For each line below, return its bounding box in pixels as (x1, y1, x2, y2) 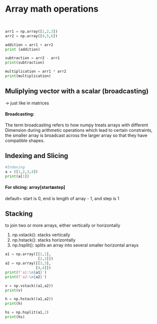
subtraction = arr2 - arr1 (5, 56, 60, 61)
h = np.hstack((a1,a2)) (5, 297, 54, 302)
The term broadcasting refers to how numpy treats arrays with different (5, 122, 148, 128)
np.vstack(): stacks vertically (12, 232, 71, 238)
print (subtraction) (5, 60, 45, 65)
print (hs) (5, 315, 25, 320)
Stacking (5, 209, 33, 218)
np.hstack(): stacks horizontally (12, 237, 76, 243)
